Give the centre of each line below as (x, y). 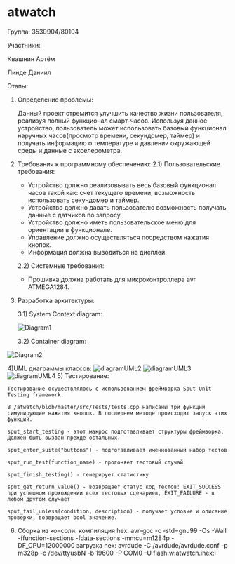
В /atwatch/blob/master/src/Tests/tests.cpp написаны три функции (106, 407)
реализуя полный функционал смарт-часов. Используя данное (112, 121)
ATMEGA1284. (48, 287)
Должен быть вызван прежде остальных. (64, 438)
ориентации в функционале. (70, 229)
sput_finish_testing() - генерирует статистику (78, 474)
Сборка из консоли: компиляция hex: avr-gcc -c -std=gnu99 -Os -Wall (122, 530)
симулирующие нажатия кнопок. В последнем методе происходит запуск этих (117, 413)
